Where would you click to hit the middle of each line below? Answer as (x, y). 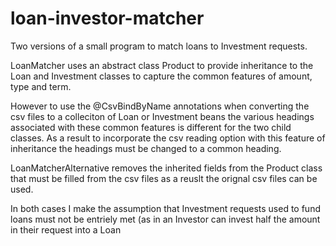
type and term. (41, 86)
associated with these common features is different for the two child (151, 127)
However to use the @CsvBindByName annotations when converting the (160, 106)
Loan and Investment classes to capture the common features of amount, (161, 76)
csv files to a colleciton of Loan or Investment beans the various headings (162, 116)
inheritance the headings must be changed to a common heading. (146, 148)
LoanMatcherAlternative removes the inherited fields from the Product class (166, 168)
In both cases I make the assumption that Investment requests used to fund (165, 208)
